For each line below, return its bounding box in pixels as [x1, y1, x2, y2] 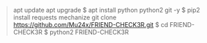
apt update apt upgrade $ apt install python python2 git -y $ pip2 [13, 6, 200, 14]
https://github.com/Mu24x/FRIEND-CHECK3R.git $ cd [13, 21, 169, 28]
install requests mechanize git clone [13, 13, 117, 21]
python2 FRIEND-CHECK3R [49, 28, 130, 36]
